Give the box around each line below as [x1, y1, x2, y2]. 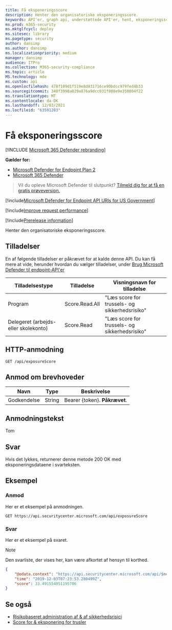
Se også [5, 600, 32, 608]
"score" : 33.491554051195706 [14, 581, 77, 586]
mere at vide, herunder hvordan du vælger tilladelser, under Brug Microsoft [5, 261, 164, 267]
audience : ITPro [5, 60, 40, 65]
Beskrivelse [81, 388, 111, 395]
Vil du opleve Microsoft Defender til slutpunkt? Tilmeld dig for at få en [17, 182, 165, 188]
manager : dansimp [5, 55, 42, 61]
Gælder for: [5, 156, 31, 163]
